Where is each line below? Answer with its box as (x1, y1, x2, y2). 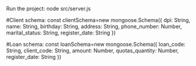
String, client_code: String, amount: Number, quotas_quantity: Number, (6, 47, 179, 54)
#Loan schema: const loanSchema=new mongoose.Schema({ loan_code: (6, 41, 186, 48)
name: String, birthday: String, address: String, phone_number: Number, (6, 23, 182, 30)
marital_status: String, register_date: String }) (6, 29, 116, 36)
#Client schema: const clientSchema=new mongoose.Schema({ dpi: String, (6, 17, 191, 23)
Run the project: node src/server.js (6, 5, 91, 12)
